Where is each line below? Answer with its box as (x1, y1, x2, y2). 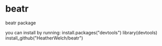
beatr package (5, 20, 36, 26)
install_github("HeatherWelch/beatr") (5, 35, 83, 41)
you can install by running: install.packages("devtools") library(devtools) (5, 29, 157, 35)
